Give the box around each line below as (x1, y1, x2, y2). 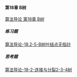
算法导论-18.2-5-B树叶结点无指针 (5, 41, 71, 47)
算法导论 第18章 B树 (5, 16, 45, 22)
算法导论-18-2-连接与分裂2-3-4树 (5, 67, 72, 73)
